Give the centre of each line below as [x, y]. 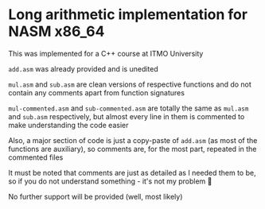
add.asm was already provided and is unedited [84, 68]
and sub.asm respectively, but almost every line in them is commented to [127, 116]
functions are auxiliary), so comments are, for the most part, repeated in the [132, 149]
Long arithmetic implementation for [128, 15]
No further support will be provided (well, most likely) [95, 196]
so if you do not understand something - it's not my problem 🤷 [110, 181]
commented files [36, 157]
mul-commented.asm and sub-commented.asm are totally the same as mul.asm [129, 108]
